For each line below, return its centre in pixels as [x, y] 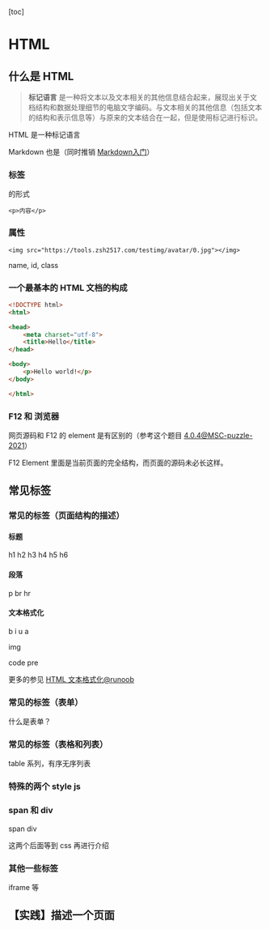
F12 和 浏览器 [34, 416]
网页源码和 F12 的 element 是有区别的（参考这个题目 [95, 435]
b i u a [19, 631]
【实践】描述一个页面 [61, 916]
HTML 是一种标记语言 [44, 134]
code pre [23, 663]
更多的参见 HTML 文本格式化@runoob [72, 679]
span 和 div [31, 811]
